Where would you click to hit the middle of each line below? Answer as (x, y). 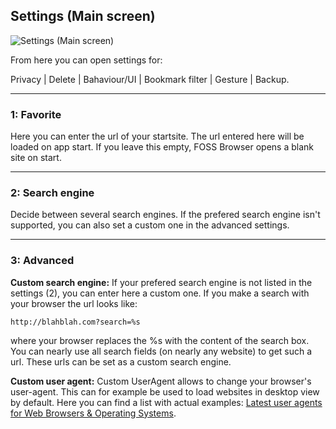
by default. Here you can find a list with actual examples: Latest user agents (166, 402)
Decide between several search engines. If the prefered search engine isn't (165, 215)
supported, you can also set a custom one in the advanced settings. (150, 225)
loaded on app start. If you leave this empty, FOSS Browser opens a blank (162, 147)
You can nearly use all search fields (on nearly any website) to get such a (161, 351)
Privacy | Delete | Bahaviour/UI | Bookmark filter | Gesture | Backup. (150, 79)
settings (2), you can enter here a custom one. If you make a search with (160, 293)
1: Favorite (36, 114)
